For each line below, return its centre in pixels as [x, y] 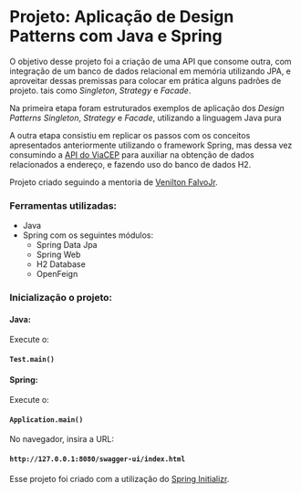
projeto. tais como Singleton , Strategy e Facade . [100, 90]
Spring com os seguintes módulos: [88, 235]
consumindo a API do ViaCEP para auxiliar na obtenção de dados [132, 154]
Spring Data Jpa [67, 245]
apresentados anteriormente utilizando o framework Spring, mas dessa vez [151, 145]
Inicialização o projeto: [61, 298]
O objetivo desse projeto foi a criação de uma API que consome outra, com [150, 61]
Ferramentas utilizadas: [63, 205]
